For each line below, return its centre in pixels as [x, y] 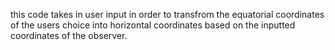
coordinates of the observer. [69, 35]
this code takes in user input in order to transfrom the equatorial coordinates [167, 14]
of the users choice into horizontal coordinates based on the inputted [153, 25]
